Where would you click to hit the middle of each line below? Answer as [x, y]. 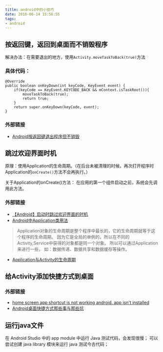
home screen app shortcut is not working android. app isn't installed [81, 302]
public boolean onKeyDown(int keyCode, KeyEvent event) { [65, 86]
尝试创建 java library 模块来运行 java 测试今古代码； [57, 344]
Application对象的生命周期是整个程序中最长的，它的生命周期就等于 [84, 230]
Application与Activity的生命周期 [44, 259]
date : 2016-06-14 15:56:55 [32, 14]
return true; [36, 99]
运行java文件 [24, 325]
